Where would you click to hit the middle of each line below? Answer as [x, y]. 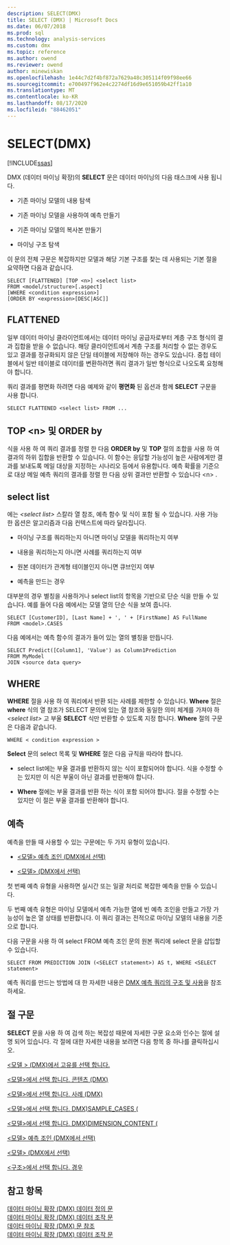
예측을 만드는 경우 [41, 581]
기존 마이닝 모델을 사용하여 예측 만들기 [68, 215]
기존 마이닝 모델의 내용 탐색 [54, 200]
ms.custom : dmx [29, 45]
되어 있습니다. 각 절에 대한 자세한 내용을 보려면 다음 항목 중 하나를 [102, 1041]
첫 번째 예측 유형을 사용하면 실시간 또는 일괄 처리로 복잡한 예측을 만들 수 [103, 886]
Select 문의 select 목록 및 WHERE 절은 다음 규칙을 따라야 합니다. [95, 753]
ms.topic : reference [37, 52]
